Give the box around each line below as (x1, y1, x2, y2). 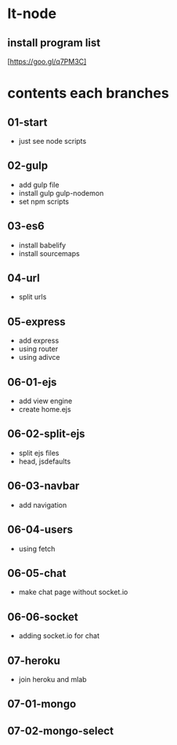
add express (18, 336, 60, 346)
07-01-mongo (7, 697, 77, 711)
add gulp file (18, 180, 60, 189)
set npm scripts (18, 196, 70, 206)
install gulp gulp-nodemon (18, 188, 104, 197)
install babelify (18, 240, 67, 250)
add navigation (18, 500, 67, 509)
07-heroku (7, 654, 60, 667)
